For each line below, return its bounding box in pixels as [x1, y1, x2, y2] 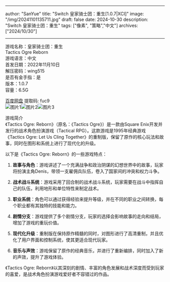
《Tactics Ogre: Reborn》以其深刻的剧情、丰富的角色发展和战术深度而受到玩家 [5, 265, 164, 271]
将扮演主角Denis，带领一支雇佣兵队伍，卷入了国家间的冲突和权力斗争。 [12, 168, 162, 174]
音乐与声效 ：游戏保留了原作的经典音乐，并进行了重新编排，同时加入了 [12, 247, 159, 254]
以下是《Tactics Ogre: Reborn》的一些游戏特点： [5, 151, 107, 157]
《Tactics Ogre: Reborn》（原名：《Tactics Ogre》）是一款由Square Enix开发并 [5, 121, 163, 127]
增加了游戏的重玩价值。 [12, 220, 62, 226]
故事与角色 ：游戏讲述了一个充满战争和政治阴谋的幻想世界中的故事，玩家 [12, 162, 163, 168]
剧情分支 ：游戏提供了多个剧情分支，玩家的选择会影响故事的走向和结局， [12, 213, 163, 219]
